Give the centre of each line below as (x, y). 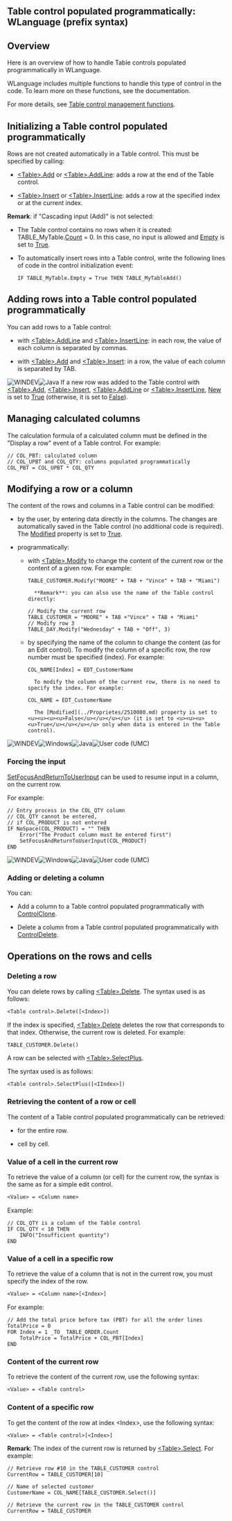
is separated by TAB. (47, 368)
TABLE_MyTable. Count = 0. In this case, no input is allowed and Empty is (121, 237)
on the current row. (34, 784)
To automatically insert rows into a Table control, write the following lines (121, 258)
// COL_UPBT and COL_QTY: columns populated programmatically (99, 461)
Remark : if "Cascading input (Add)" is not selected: (81, 216)
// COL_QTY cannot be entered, (52, 816)
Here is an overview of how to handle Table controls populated (97, 63)
